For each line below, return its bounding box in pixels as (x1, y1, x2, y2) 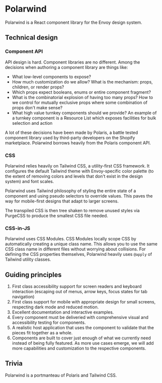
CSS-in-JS (5, 225, 30, 232)
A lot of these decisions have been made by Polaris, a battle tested (5, 130, 138, 135)
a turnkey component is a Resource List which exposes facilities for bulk (12, 115, 156, 121)
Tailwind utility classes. (5, 256, 51, 263)
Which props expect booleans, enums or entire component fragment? (12, 89, 151, 95)
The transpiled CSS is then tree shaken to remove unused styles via (5, 207, 140, 213)
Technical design (5, 33, 58, 42)
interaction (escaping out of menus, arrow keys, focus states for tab (12, 289, 147, 295)
